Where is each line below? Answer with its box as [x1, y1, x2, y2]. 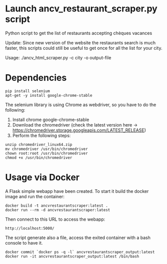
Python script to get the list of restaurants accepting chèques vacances [5, 30, 153, 36]
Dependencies [5, 72, 67, 84]
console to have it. [5, 240, 43, 246]
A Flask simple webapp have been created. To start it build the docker [5, 188, 149, 194]
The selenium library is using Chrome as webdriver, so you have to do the [5, 102, 157, 108]
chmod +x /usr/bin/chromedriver [5, 155, 72, 160]
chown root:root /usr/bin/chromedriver [5, 150, 88, 156]
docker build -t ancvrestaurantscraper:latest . [5, 203, 108, 208]
